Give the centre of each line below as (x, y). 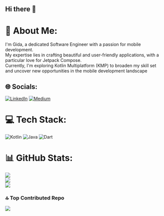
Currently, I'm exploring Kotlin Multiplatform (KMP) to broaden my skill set (81, 66)
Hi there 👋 (21, 9)
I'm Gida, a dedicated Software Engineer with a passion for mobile (73, 44)
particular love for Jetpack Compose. (43, 60)
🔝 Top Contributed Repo (35, 198)
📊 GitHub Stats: (39, 158)
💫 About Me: (31, 31)
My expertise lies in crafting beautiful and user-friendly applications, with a (82, 55)
